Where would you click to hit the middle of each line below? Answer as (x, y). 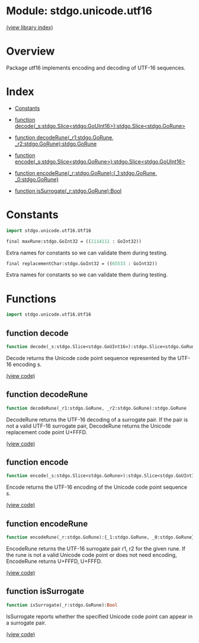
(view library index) (30, 27)
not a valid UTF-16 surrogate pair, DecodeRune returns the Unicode (89, 426)
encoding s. (27, 364)
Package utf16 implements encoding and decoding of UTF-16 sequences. (96, 68)
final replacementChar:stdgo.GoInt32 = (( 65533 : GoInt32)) (82, 263)
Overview (31, 51)
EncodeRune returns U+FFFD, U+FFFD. (54, 561)
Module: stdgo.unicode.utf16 (79, 11)
